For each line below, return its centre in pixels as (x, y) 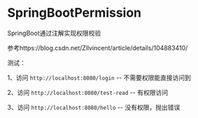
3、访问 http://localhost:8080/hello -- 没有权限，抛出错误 (94, 107)
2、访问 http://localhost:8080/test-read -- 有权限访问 (88, 92)
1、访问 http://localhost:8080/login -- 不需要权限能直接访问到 (99, 78)
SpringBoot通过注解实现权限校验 (54, 33)
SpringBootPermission (75, 13)
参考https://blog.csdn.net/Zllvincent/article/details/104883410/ (98, 47)
